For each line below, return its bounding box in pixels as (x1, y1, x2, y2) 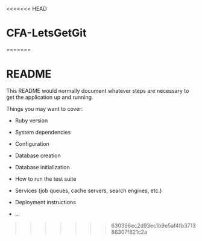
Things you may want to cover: (6, 105, 83, 112)
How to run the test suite (14, 175, 77, 183)
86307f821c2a (111, 228, 148, 236)
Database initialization (14, 163, 71, 171)
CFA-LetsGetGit (6, 27, 87, 40)
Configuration (14, 140, 49, 147)
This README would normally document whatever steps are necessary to (6, 87, 189, 94)
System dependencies (14, 128, 71, 136)
